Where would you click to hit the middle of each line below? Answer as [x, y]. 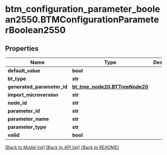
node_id [17, 103]
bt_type [17, 79]
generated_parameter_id [38, 87]
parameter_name [28, 119]
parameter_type [27, 127]
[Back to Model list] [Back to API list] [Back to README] [62, 147]
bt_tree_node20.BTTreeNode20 [110, 87]
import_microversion [33, 95]
